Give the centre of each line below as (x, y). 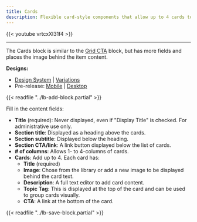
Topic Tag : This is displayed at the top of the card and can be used (104, 189)
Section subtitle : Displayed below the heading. (72, 139)
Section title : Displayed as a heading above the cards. (80, 132)
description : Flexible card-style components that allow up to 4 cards (95, 17)
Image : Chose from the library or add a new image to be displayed (103, 170)
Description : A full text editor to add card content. (84, 182)
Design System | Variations (47, 79)
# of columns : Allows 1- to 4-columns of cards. (72, 151)
